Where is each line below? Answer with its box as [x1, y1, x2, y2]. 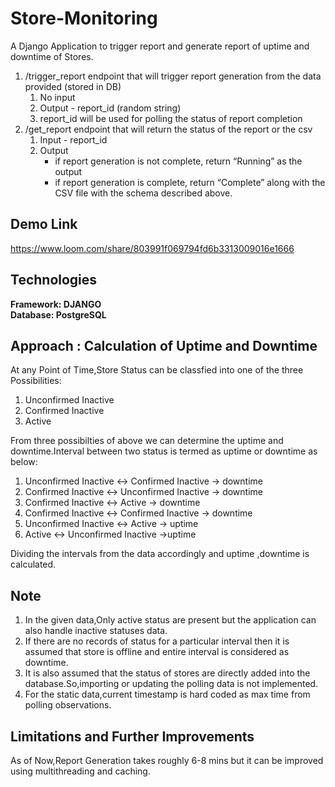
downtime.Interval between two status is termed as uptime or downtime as [10, 445, 318, 457]
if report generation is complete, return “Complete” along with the [54, 176, 326, 188]
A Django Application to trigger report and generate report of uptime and [10, 40, 310, 52]
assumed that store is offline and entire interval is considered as [24, 646, 290, 658]
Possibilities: [10, 375, 62, 387]
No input [39, 91, 76, 103]
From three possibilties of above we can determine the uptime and [10, 435, 284, 447]
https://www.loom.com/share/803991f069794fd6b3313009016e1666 [10, 242, 295, 254]
